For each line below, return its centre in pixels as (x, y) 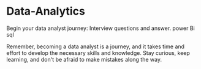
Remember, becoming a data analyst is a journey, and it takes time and (96, 46)
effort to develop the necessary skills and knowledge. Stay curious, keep (98, 53)
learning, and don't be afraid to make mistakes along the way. (84, 59)
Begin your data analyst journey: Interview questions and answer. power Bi (100, 28)
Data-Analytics (46, 11)
